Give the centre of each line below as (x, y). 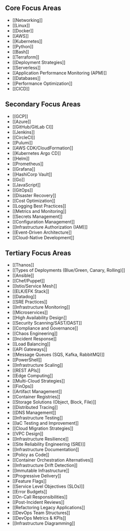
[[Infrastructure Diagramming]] (43, 524)
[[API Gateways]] (30, 349)
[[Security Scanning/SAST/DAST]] (47, 323)
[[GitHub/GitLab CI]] (33, 127)
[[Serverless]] (26, 67)
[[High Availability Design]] (40, 318)
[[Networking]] (27, 20)
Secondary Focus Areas (43, 104)
